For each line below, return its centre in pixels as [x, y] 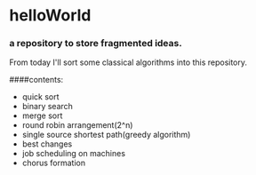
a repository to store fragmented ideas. [96, 44]
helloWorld [50, 16]
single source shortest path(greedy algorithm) [106, 135]
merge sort [42, 115]
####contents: [36, 80]
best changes [47, 144]
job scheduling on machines [74, 154]
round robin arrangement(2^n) [77, 125]
